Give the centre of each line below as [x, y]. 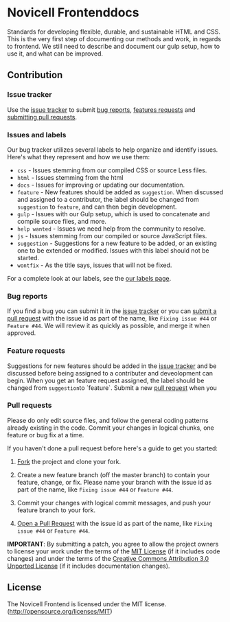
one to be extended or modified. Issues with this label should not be [113, 250]
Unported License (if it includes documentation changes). [89, 566]
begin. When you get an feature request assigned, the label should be [106, 380]
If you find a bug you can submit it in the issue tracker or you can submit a [112, 311]
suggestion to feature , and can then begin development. [97, 207]
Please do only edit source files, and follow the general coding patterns [108, 420]
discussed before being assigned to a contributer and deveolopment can [110, 373]
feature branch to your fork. [56, 510]
